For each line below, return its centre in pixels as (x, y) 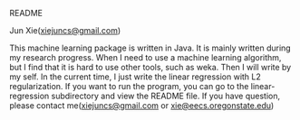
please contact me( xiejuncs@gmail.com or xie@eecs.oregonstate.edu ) (142, 106)
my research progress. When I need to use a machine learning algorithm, (145, 57)
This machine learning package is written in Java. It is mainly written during (150, 48)
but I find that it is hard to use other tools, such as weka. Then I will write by (150, 67)
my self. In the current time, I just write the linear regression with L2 (135, 77)
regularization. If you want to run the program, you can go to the (129, 86)
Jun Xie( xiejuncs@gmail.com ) (65, 30)
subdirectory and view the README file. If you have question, (166, 96)
